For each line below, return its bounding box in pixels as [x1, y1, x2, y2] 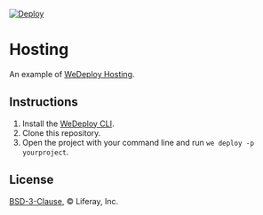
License [9, 172, 54, 187]
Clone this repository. [21, 127, 101, 138]
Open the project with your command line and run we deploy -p [21, 137, 255, 147]
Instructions [9, 94, 78, 110]
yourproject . [21, 147, 69, 157]
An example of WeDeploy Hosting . [9, 68, 135, 79]
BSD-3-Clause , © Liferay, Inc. [9, 195, 119, 206]
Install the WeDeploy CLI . [21, 118, 115, 129]
